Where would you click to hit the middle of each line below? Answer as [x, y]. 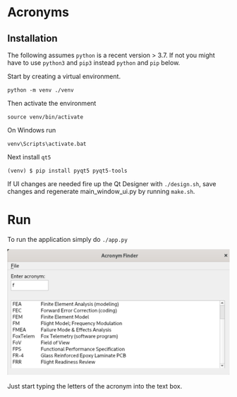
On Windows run [32, 130]
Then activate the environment [52, 103]
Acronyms [38, 12]
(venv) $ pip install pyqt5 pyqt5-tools [68, 171]
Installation [32, 38]
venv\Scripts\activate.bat [47, 144]
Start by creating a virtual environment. [64, 76]
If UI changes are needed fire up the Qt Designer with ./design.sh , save [112, 184]
